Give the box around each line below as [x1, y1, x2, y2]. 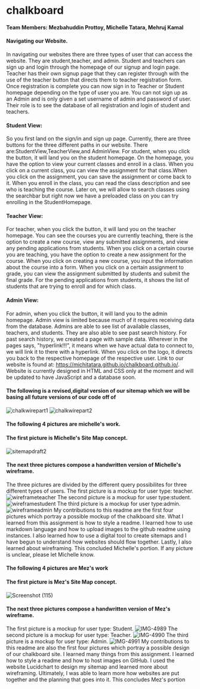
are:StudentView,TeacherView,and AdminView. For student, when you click [6, 148, 190, 155]
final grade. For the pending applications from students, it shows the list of [6, 277, 189, 284]
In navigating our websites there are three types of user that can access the [6, 50, 193, 57]
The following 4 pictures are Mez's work [6, 564, 109, 572]
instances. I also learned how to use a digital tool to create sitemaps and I [6, 532, 187, 539]
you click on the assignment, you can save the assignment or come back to [6, 173, 192, 180]
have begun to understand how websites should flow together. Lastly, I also [6, 538, 192, 545]
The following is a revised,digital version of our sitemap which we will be [6, 387, 190, 394]
